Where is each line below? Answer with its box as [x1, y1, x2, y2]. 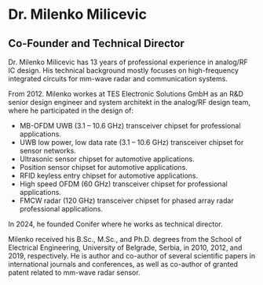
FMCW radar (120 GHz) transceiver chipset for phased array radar [19, 196, 234, 205]
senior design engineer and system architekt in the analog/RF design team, [8, 98, 251, 106]
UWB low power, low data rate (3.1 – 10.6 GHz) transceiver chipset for [19, 138, 244, 146]
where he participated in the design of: [8, 106, 133, 115]
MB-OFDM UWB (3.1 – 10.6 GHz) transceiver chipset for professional [19, 121, 241, 130]
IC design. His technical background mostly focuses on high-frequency [8, 66, 239, 75]
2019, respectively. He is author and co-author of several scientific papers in [8, 251, 256, 260]
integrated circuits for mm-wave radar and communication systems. [8, 74, 228, 83]
